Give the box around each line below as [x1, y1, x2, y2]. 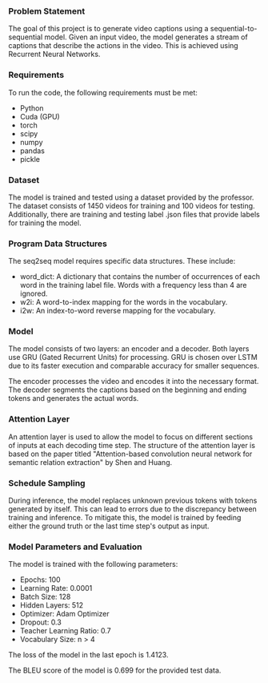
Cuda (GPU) [19, 111, 60, 121]
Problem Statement [8, 6, 86, 17]
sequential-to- [210, 24, 258, 34]
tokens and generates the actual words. [8, 394, 139, 403]
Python [19, 103, 44, 113]
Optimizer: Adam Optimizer [19, 609, 110, 619]
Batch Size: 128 [19, 592, 71, 602]
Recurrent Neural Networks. [8, 50, 101, 59]
